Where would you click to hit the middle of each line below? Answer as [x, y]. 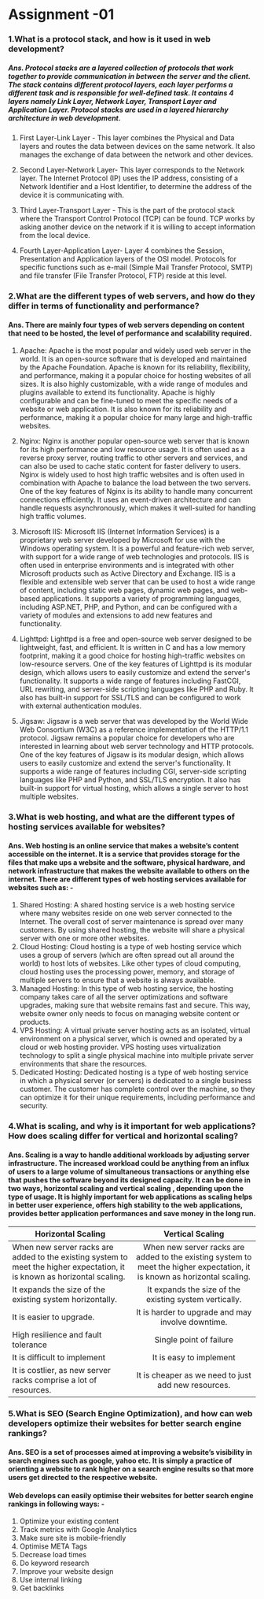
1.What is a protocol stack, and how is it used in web [109, 39]
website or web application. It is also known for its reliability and [123, 409]
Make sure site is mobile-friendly [73, 1538]
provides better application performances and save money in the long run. [132, 1213]
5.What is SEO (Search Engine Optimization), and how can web [130, 1414]
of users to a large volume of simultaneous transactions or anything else [129, 1171]
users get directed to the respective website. [83, 1477]
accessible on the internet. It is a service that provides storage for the [124, 854]
